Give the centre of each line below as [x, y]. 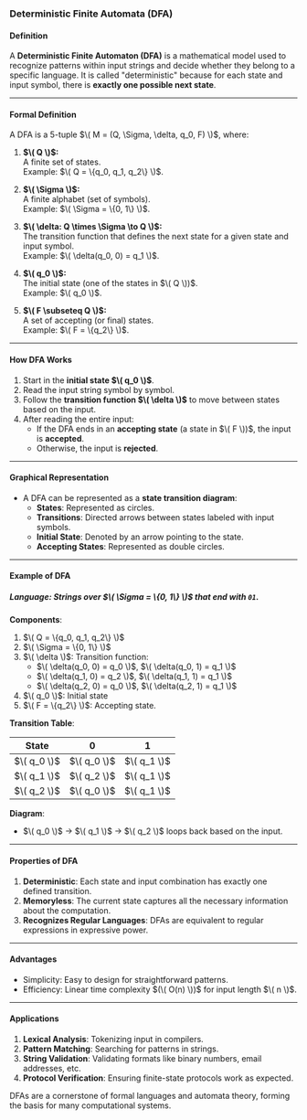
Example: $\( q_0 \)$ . [62, 293]
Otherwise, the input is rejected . [97, 448]
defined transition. [57, 891]
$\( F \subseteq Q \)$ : [64, 311]
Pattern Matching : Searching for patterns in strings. [121, 1049]
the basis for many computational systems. [90, 1105]
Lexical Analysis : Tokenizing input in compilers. [113, 1039]
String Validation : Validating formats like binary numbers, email [142, 1058]
